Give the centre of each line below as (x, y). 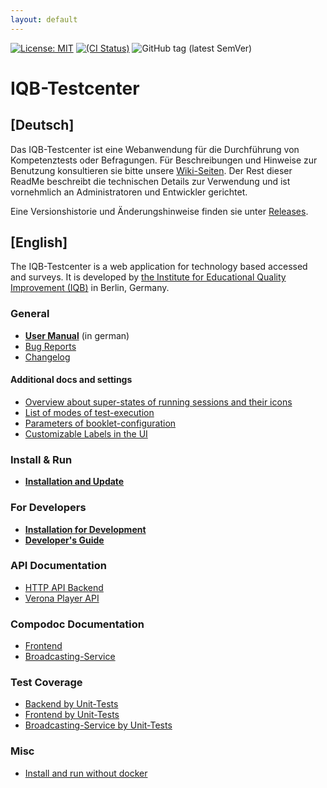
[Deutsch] (42, 125)
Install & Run (41, 459)
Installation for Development (85, 529)
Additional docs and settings (71, 380)
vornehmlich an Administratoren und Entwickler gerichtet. (129, 192)
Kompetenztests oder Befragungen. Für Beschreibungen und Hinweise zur (164, 160)
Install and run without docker (86, 773)
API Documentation (59, 566)
